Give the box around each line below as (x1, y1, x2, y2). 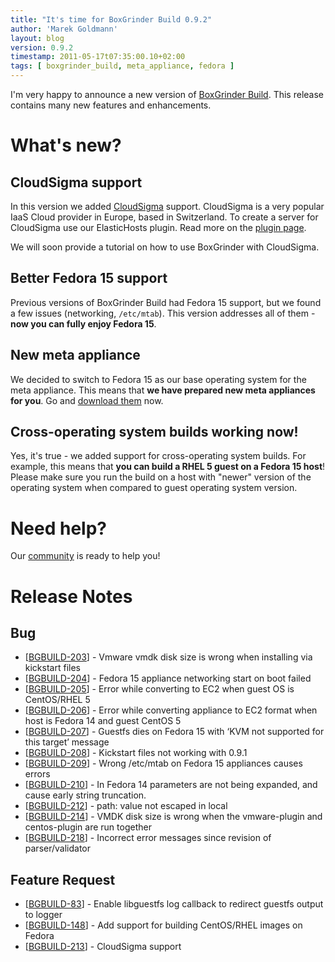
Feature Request (10, 871, 116, 888)
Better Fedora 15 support (10, 270, 168, 287)
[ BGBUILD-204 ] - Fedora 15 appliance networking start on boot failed (24, 672, 312, 685)
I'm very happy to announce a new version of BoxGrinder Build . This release (10, 89, 324, 100)
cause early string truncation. (24, 789, 147, 801)
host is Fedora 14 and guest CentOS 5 (24, 715, 182, 727)
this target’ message (24, 736, 110, 748)
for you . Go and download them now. (10, 394, 164, 406)
